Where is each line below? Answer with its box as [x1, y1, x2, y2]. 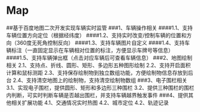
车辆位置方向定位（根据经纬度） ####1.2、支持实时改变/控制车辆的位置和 [6, 31, 187, 39]
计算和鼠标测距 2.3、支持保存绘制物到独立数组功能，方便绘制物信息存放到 [6, 69, 188, 76]
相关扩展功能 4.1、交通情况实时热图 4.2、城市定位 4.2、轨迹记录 [11, 99, 169, 106]
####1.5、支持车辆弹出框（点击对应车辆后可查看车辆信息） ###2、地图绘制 [6, 54, 193, 61]
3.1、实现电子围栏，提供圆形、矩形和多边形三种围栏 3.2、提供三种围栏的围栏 [6, 84, 195, 91]
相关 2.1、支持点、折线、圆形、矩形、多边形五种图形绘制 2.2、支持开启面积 [6, 61, 191, 69]
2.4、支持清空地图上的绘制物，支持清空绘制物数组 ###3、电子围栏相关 [13, 76, 187, 84]
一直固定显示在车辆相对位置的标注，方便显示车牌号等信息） [26, 46, 174, 54]
